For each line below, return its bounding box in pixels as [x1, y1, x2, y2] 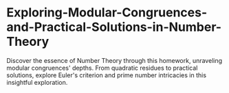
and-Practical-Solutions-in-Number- [6, 19, 221, 35]
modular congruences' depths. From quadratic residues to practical [6, 64, 198, 72]
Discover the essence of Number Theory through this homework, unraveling [6, 56, 223, 64]
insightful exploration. [6, 78, 68, 86]
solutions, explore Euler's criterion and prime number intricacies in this [6, 70, 207, 79]
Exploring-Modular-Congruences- [6, 5, 208, 21]
